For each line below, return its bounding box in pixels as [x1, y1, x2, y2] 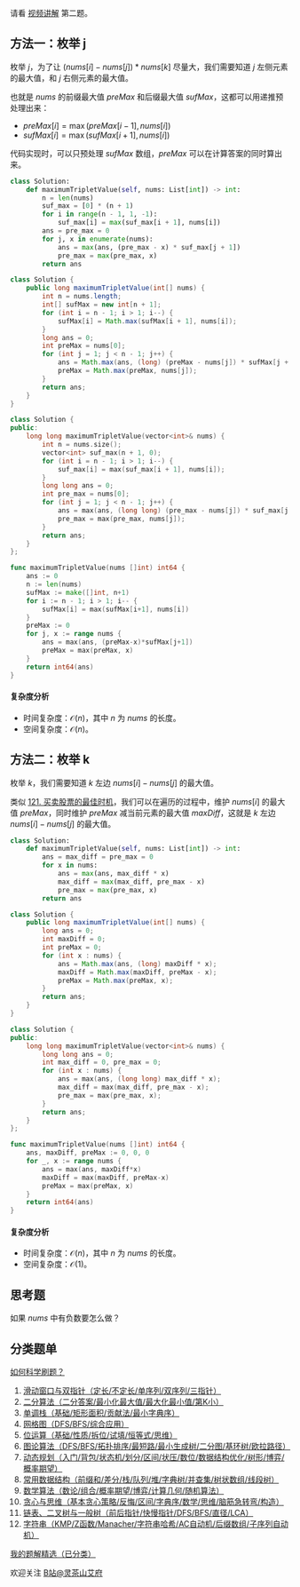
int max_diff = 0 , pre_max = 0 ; [42, 1058, 162, 1067]
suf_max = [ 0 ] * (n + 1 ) [42, 202, 134, 210]
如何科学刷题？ [10, 1367, 65, 1377]
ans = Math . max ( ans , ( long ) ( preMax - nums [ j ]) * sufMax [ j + [57, 358, 289, 367]
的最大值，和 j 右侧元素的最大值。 [10, 72, 134, 83]
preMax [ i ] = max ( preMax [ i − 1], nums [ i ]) [22, 120, 171, 131]
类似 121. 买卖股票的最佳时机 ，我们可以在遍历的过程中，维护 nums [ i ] [10, 796, 260, 806]
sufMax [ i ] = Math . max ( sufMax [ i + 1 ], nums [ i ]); [57, 316, 238, 326]
